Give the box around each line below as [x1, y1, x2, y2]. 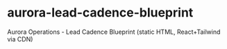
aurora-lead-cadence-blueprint [7, 5, 194, 21]
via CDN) [7, 35, 33, 43]
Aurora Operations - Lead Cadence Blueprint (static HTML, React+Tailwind [7, 28, 221, 36]
